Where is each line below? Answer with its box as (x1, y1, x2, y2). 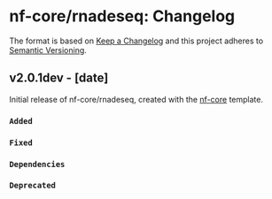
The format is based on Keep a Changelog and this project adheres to (9, 35, 264, 46)
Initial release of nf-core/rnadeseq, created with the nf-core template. (9, 94, 264, 104)
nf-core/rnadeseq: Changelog (9, 6, 236, 27)
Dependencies (9, 159, 66, 169)
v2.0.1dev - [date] (9, 71, 109, 86)
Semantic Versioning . (9, 44, 87, 55)
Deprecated (9, 180, 56, 191)
